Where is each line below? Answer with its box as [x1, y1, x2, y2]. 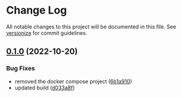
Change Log [6, 4, 67, 17]
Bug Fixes [6, 64, 36, 73]
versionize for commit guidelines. [6, 29, 88, 36]
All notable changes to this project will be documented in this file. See [6, 23, 177, 30]
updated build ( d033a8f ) [14, 84, 75, 91]
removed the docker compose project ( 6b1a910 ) [14, 77, 132, 85]
